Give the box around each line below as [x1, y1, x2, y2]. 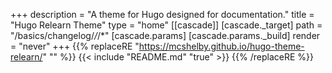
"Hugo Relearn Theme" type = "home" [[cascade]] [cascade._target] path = [10, 19, 323, 31]
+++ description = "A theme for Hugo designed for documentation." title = [10, 9, 315, 20]
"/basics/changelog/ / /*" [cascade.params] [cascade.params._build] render [10, 30, 321, 41]
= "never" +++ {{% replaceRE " [10, 40, 140, 52]
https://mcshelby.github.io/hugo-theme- [138, 40, 305, 52]
